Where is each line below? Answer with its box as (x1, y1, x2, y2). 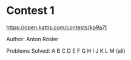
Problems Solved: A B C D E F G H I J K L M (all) (6, 47, 126, 55)
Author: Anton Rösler (6, 35, 59, 42)
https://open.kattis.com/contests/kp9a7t (6, 24, 107, 31)
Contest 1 (6, 4, 55, 18)
